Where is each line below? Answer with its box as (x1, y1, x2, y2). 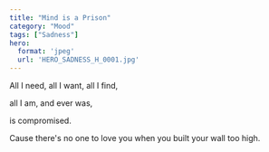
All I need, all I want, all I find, (9, 81, 119, 90)
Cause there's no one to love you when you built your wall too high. (9, 133, 261, 143)
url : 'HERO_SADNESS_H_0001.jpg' (17, 55, 140, 64)
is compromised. (9, 115, 72, 126)
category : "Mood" (9, 22, 75, 31)
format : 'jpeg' (17, 47, 75, 56)
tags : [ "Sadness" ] (9, 30, 79, 39)
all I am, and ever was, (9, 98, 93, 109)
